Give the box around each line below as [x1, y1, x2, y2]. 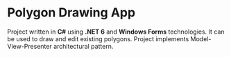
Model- [190, 34, 212, 43]
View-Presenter [7, 42, 52, 50]
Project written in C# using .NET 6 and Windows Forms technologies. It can [7, 27, 225, 36]
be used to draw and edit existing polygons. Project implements [7, 34, 189, 43]
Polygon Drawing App [7, 5, 136, 21]
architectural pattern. [53, 42, 114, 50]
